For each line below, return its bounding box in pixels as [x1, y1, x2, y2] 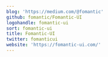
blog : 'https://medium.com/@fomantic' [6, 8, 104, 15]
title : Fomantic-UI [6, 31, 56, 37]
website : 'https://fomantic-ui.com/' [6, 42, 101, 48]
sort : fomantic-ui [6, 25, 52, 31]
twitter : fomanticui [6, 36, 59, 42]
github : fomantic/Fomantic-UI [6, 14, 83, 20]
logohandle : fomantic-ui [6, 20, 69, 26]
